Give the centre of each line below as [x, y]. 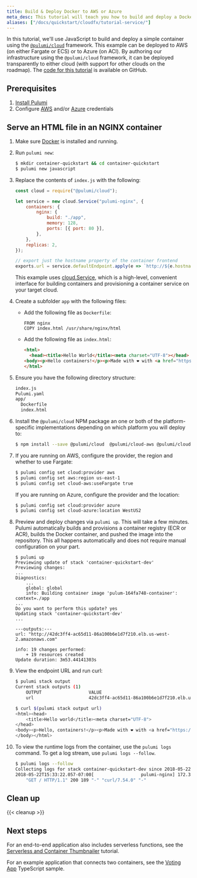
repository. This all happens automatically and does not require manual [101, 541]
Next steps [27, 831]
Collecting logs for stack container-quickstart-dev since [89, 769]
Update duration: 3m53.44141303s [56, 660]
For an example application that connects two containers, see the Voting [94, 862]
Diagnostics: [31, 578]
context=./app [32, 599]
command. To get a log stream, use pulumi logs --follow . [85, 753]
